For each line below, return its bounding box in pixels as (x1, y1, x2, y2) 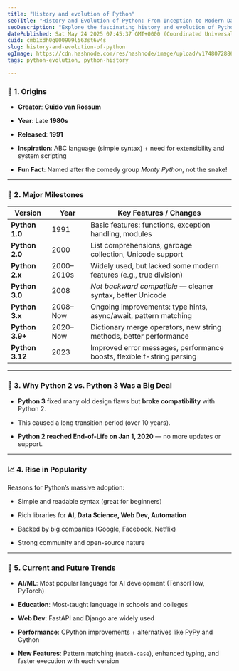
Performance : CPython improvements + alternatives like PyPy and (17, 628, 213, 637)
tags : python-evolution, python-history (7, 57, 129, 64)
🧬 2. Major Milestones (7, 189, 84, 199)
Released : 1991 (17, 130, 63, 139)
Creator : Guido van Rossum (17, 102, 102, 111)
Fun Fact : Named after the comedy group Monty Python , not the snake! (17, 165, 228, 174)
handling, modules (90, 229, 152, 239)
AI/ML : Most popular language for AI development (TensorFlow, (17, 579, 205, 588)
